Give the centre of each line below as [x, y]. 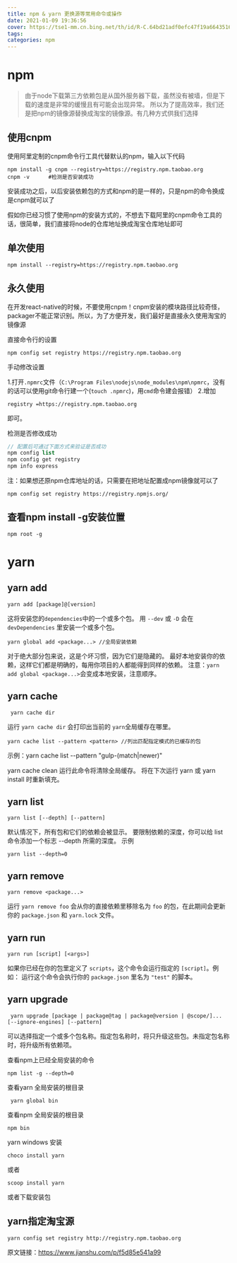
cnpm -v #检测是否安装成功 [50, 177]
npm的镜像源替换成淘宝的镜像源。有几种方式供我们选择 [118, 113]
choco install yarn [36, 1156]
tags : [15, 34]
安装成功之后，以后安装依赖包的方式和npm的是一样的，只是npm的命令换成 [116, 191]
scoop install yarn [36, 1183]
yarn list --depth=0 [38, 854]
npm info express [33, 466]
